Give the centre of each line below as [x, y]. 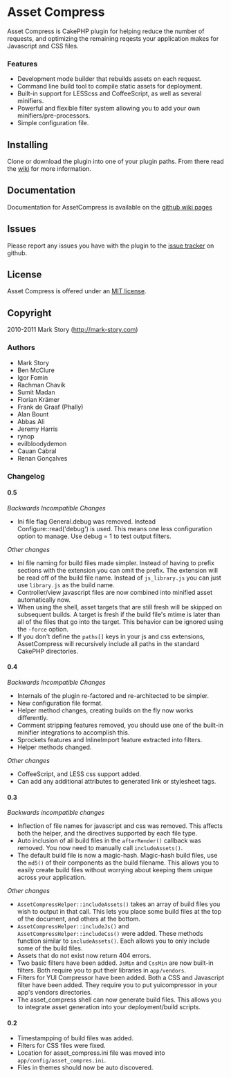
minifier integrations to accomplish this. [73, 732]
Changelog [26, 476]
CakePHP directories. [48, 651]
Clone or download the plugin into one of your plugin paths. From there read [115, 162]
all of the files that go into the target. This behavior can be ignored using [120, 622]
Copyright [29, 313]
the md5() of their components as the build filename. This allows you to [118, 863]
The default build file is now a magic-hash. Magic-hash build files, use [117, 856]
